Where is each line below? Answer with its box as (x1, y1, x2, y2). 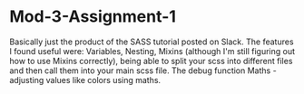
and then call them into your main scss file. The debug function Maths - (9, 65, 277, 76)
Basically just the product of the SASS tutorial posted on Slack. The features (9, 36, 294, 47)
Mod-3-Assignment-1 (9, 6, 177, 27)
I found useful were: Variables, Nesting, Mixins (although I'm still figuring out (9, 45, 296, 56)
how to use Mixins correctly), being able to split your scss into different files (9, 55, 293, 66)
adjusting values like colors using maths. (9, 74, 162, 85)
